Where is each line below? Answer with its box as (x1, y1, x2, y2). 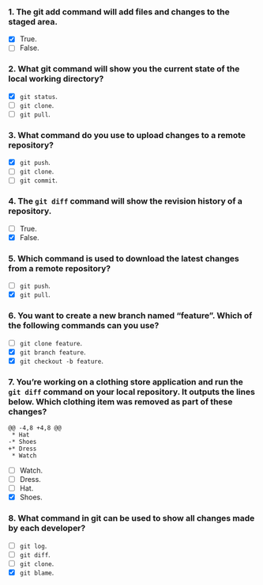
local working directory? (8, 74, 104, 85)
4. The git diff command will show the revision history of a (8, 196, 243, 207)
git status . (19, 91, 58, 101)
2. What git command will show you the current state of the (8, 63, 240, 75)
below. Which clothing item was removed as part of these (8, 396, 233, 407)
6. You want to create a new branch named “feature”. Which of (8, 310, 253, 321)
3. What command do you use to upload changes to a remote (8, 129, 246, 140)
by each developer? (8, 522, 86, 533)
